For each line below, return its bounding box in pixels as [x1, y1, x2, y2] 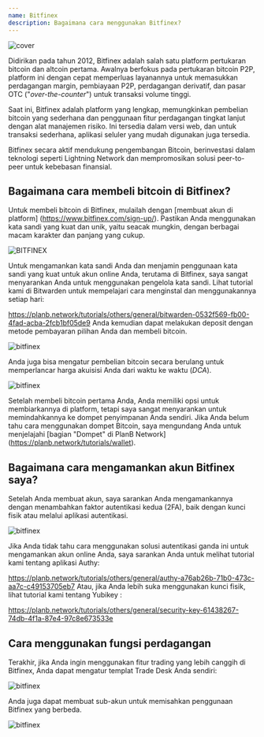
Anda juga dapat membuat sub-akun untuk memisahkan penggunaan [8, 696, 233, 705]
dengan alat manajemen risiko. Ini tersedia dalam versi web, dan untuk [8, 121, 236, 131]
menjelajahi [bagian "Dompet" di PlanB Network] [8, 430, 166, 439]
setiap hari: [8, 295, 45, 304]
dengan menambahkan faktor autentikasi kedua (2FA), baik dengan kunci [8, 502, 246, 512]
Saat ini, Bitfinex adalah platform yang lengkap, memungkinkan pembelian [8, 104, 248, 114]
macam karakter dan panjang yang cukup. [8, 230, 146, 240]
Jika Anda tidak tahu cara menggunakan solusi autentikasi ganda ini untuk [8, 542, 249, 551]
